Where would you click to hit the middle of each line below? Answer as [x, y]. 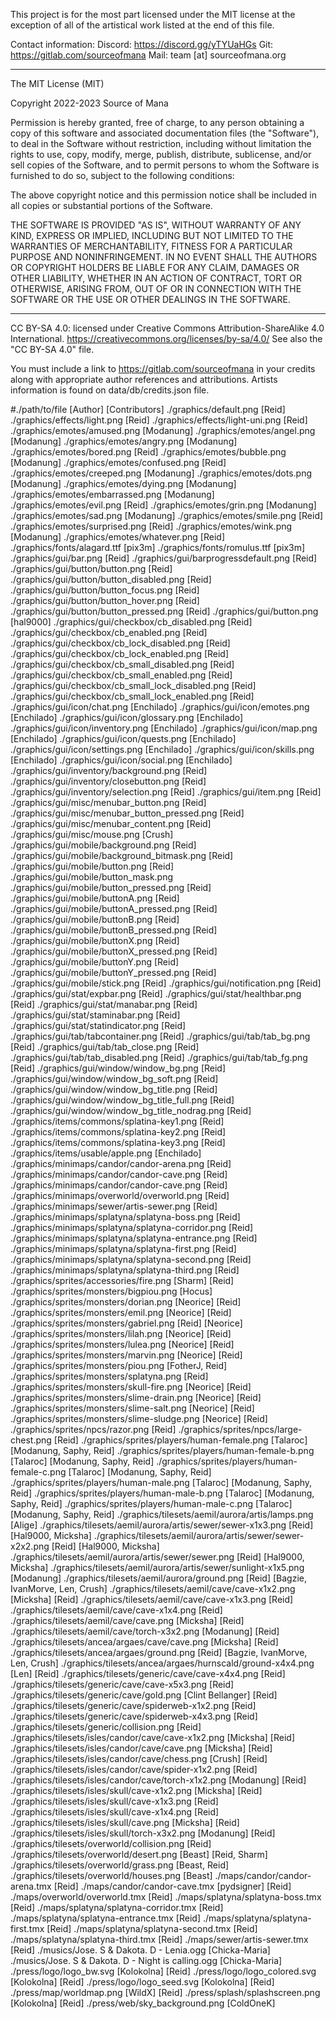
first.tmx [27, 1928]
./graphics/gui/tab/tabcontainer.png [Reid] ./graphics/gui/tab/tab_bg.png [160, 1036]
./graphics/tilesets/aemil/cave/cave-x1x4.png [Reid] [116, 1610]
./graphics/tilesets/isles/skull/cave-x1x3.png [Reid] [114, 1801]
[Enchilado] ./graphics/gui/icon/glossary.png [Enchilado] [127, 717]
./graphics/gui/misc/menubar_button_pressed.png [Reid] [127, 813]
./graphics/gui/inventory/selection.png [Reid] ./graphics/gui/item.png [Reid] [166, 792]
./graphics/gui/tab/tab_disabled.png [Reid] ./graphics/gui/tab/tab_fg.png [159, 1057]
